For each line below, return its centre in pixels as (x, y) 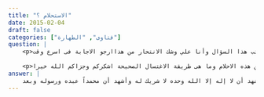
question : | (27, 45)
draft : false (29, 30)
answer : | (24, 74)
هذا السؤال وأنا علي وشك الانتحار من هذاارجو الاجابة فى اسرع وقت (140, 52)
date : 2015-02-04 (37, 23)
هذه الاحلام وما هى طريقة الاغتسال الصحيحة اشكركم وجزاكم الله (150, 66)
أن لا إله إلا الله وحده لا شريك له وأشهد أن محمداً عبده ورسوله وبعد (133, 81)
